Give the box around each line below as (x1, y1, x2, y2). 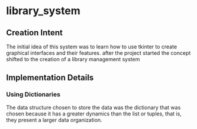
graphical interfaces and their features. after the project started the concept (6, 49, 191, 57)
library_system (6, 4, 81, 18)
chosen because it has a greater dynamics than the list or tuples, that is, (6, 110, 182, 117)
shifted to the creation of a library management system (6, 56, 140, 62)
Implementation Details (6, 72, 94, 83)
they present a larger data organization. (6, 116, 102, 123)
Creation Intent (6, 28, 63, 38)
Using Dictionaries (6, 90, 61, 98)
